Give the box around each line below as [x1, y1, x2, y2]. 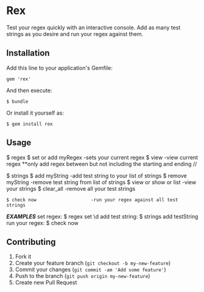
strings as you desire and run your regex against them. [6, 30, 144, 37]
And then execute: [6, 87, 52, 94]
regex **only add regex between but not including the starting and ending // [6, 160, 197, 168]
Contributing [6, 237, 56, 247]
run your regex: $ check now [6, 219, 79, 226]
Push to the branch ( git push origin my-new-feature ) [15, 272, 150, 280]
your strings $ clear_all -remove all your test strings [6, 185, 136, 192]
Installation [6, 48, 50, 59]
